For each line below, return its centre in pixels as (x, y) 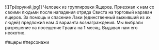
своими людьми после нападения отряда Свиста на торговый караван (79, 12)
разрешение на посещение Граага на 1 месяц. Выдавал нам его (72, 28)
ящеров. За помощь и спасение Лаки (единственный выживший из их (78, 17)
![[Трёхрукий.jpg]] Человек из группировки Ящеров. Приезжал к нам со (80, 7)
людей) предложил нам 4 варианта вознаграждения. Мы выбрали (74, 22)
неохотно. (15, 33)
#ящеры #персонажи (27, 42)
